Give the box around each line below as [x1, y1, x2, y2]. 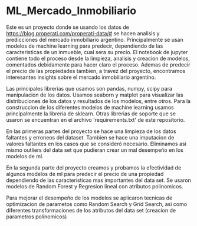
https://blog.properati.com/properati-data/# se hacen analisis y [6, 29, 160, 36]
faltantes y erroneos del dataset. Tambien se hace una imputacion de [6, 134, 175, 141]
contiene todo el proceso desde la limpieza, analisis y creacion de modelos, [6, 55, 190, 62]
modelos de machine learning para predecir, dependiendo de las [6, 42, 163, 49]
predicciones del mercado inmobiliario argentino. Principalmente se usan [6, 36, 184, 43]
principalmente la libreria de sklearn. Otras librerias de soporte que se [6, 110, 176, 117]
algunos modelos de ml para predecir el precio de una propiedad [6, 170, 164, 177]
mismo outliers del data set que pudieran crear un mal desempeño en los [6, 146, 184, 154]
